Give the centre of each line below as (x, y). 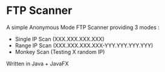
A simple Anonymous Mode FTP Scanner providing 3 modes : (83, 27)
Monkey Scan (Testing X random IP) (60, 51)
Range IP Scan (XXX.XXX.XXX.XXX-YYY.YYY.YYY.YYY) (84, 45)
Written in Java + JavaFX (37, 64)
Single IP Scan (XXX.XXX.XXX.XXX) (60, 39)
